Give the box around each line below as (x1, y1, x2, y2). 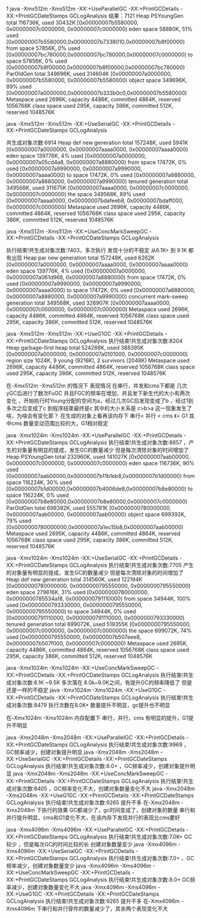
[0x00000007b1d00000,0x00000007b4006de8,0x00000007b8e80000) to (6, 485, 193, 492)
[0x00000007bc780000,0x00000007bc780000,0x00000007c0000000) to (6, 51, 193, 58)
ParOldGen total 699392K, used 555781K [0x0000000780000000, (6, 504, 172, 511)
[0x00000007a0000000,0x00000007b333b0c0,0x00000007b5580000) (6, 90, 187, 96)
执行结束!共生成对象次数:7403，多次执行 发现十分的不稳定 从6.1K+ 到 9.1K (6, 247, 187, 253)
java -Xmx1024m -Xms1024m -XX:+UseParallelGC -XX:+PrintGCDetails (6, 432, 183, 439)
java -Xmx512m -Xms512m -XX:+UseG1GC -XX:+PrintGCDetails (6, 330, 164, 337)
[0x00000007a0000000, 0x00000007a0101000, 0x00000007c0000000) (6, 350, 188, 358)
